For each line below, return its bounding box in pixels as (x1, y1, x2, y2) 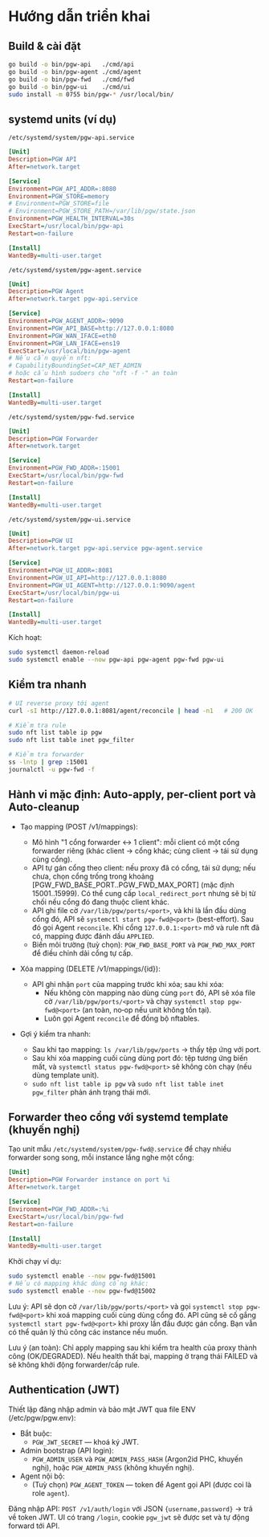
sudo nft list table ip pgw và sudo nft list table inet (31, 1078, 225, 1088)
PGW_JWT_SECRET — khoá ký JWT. (31, 1437, 139, 1446)
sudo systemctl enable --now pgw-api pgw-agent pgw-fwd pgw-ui (8, 656, 225, 664)
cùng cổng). (31, 854, 73, 864)
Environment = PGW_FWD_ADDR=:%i (8, 1205, 110, 1213)
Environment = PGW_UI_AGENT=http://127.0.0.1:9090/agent (8, 581, 196, 589)
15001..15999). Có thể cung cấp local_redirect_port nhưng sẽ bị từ (31, 888, 256, 898)
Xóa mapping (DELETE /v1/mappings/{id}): (19, 964, 161, 973)
